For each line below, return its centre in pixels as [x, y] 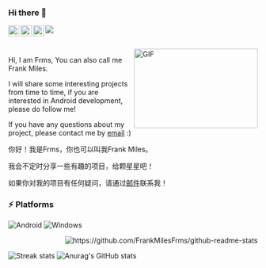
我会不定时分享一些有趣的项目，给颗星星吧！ [81, 167]
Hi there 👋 [28, 13]
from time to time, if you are [53, 92]
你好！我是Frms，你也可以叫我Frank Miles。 [80, 149]
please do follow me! [42, 109]
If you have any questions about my [66, 124]
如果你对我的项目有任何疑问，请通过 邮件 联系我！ [88, 183]
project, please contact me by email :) [70, 133]
